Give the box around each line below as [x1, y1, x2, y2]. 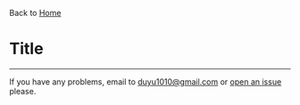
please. [9, 85, 37, 96]
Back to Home [9, 8, 62, 18]
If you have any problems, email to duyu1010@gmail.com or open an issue [9, 76, 282, 87]
